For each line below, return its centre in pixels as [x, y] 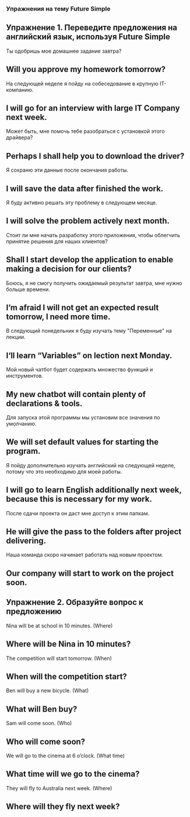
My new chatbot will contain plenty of [76, 394]
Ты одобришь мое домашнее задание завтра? [64, 51]
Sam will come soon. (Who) [39, 723]
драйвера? [20, 138]
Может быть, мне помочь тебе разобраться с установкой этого [85, 131]
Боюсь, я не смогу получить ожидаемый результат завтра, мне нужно [94, 283]
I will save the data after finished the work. [85, 188]
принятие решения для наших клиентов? [57, 241]
